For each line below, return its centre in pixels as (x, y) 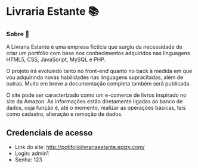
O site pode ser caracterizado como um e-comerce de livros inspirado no (96, 95)
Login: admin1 (32, 153)
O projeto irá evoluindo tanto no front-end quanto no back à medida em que (99, 71)
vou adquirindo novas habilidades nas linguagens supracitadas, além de (95, 77)
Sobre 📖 (18, 34)
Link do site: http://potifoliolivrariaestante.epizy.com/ (80, 147)
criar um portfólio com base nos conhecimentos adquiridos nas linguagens (98, 53)
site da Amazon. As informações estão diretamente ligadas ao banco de (95, 102)
